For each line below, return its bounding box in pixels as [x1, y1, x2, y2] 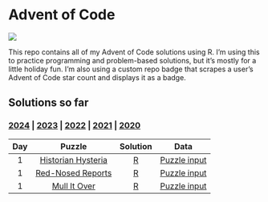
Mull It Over [51, 180, 96, 192]
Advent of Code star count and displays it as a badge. [8, 72, 186, 82]
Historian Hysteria [39, 154, 108, 165]
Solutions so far [8, 96, 89, 110]
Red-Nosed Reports [35, 167, 112, 178]
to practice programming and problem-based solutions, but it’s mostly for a [8, 55, 257, 65]
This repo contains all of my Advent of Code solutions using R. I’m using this [8, 46, 260, 57]
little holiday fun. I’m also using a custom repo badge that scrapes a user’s [8, 64, 254, 74]
